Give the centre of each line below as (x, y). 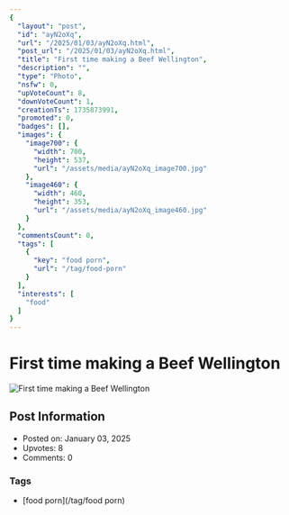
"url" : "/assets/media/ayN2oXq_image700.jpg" (120, 168)
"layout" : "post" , (52, 26)
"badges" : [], (44, 127)
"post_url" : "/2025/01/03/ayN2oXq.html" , (96, 51)
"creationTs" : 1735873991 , (68, 110)
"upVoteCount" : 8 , (52, 93)
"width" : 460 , (60, 194)
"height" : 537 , (62, 160)
